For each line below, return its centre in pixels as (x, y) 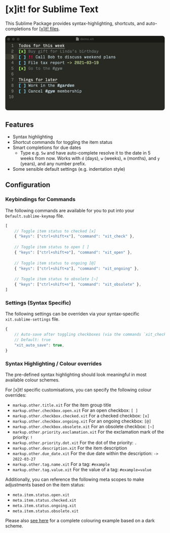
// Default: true (33, 340)
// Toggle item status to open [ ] (52, 247)
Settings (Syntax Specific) (38, 303)
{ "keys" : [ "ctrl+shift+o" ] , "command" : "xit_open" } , (73, 253)
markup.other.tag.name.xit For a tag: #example (61, 464)
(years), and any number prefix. (53, 164)
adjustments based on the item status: (45, 485)
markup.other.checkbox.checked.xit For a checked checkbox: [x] (81, 416)
